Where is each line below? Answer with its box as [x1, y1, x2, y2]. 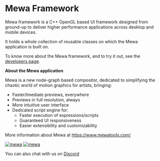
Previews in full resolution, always [12, 97, 80, 102]
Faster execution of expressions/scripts [19, 112, 99, 118]
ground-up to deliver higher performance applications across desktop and [5, 24, 154, 30]
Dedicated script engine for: [12, 107, 69, 113]
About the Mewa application [5, 67, 64, 73]
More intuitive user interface [12, 102, 69, 108]
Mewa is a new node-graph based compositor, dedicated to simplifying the [5, 77, 156, 83]
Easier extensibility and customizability [19, 122, 97, 129]
